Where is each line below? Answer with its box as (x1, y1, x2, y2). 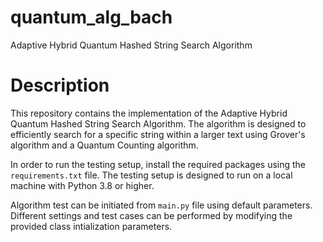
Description (10, 74, 110, 97)
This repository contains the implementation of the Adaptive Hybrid (10, 107, 288, 119)
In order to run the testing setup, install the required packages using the (10, 158, 307, 170)
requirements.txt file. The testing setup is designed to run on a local (10, 169, 293, 181)
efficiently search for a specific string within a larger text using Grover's (10, 128, 306, 140)
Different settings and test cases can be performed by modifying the (10, 209, 293, 221)
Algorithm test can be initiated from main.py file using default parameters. (10, 199, 313, 211)
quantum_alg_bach (10, 6, 173, 29)
